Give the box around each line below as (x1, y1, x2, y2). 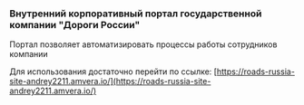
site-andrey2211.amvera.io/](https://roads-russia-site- (9, 76, 211, 87)
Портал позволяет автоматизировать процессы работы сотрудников (9, 39, 278, 50)
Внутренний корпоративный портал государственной (9, 7, 262, 20)
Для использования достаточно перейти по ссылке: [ (9, 66, 218, 77)
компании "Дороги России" (9, 18, 141, 31)
